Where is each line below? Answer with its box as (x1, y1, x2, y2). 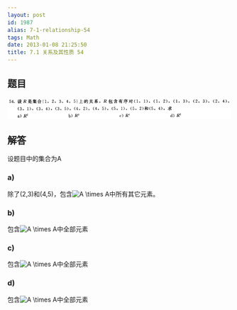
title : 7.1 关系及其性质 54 (7, 49, 84, 56)
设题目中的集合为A (7, 155, 62, 163)
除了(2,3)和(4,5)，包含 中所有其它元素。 (7, 189, 160, 198)
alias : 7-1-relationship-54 (7, 26, 91, 33)
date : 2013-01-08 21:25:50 (7, 41, 87, 49)
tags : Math (7, 34, 40, 41)
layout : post (7, 11, 46, 18)
